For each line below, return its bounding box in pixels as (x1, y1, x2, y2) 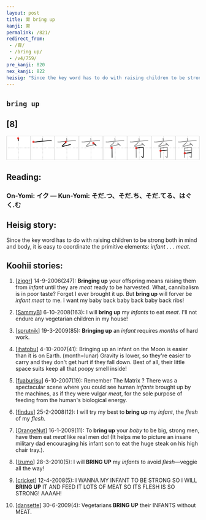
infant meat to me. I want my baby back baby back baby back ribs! (15, 297, 185, 304)
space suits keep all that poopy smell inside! (15, 365, 127, 372)
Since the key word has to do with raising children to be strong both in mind (6, 236, 197, 244)
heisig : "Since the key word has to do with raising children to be (6, 74, 185, 81)
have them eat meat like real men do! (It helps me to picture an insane (15, 433, 192, 440)
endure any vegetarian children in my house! (15, 315, 128, 322)
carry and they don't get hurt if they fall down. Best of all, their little (15, 358, 185, 365)
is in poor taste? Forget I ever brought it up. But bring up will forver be (15, 290, 193, 297)
